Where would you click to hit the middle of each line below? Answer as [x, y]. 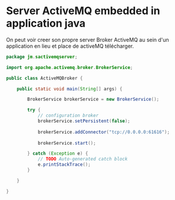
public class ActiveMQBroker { [44, 78]
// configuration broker [68, 116]
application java [46, 23]
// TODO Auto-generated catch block [82, 159]
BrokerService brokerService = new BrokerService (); [93, 99]
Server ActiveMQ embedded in [83, 11]
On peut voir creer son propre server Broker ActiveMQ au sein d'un [87, 40]
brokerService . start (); [67, 143]
